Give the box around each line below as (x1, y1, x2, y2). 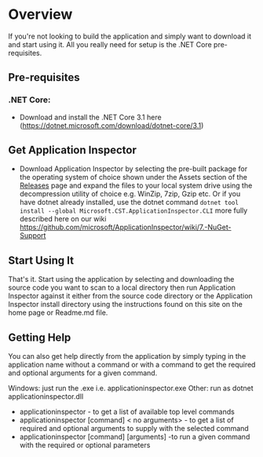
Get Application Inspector (8, 144, 137, 157)
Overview (8, 5, 73, 24)
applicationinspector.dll (8, 392, 84, 401)
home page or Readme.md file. (8, 308, 108, 317)
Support (19, 231, 46, 240)
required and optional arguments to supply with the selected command (19, 424, 249, 433)
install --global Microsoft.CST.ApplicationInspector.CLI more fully (19, 206, 248, 215)
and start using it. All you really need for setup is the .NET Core (8, 39, 212, 49)
